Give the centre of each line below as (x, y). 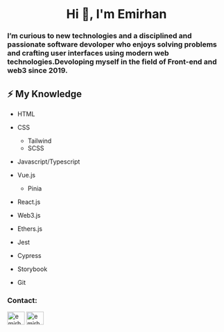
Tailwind (40, 141)
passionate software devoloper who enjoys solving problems (112, 44)
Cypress (29, 255)
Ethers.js (30, 229)
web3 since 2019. (37, 71)
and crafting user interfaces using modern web (88, 53)
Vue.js (26, 175)
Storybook (32, 269)
